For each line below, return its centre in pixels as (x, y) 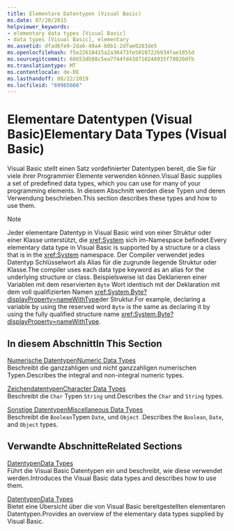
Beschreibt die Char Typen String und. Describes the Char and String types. (116, 396)
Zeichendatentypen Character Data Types (67, 389)
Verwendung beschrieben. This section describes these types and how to (112, 198)
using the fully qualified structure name (63, 314)
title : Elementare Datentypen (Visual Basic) (74, 14)
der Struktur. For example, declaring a (152, 299)
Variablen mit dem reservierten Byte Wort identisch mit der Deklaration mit (114, 285)
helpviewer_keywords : (39, 27)
